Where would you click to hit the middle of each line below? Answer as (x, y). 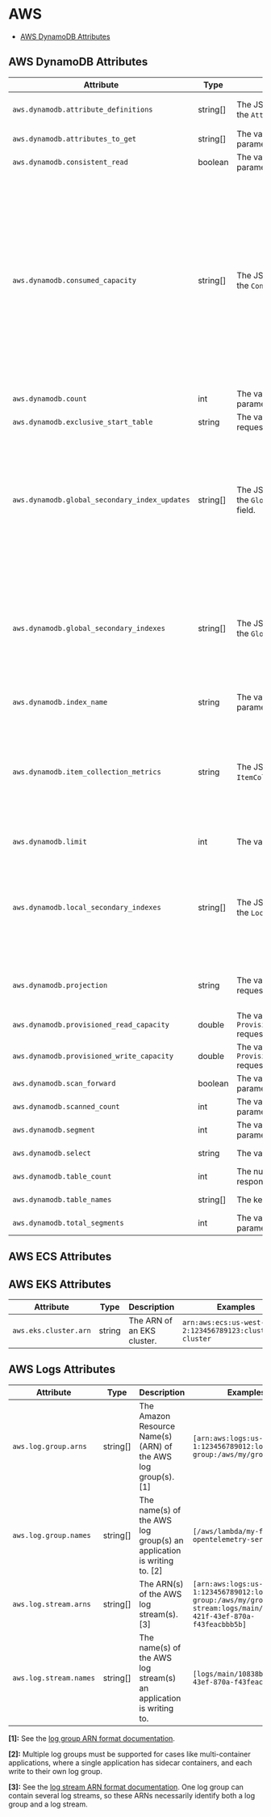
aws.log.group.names (52, 1535)
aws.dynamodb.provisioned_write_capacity (93, 1056)
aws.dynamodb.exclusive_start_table (83, 422)
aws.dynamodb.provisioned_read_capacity (91, 1025)
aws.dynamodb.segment (54, 1130)
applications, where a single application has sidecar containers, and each (130, 1762)
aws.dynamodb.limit (50, 841)
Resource (157, 1426)
